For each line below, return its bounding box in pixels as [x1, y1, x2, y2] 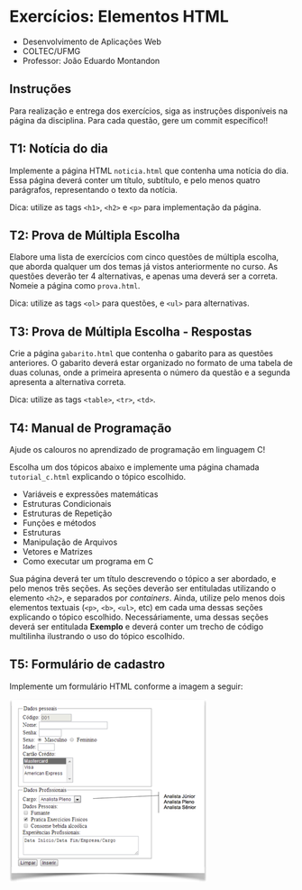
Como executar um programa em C [22, 556, 154, 566]
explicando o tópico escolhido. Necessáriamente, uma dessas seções [9, 611, 269, 622]
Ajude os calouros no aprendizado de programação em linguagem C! [9, 445, 266, 454]
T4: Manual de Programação [9, 420, 172, 436]
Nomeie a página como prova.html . [9, 280, 141, 291]
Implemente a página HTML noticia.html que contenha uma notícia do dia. [9, 165, 289, 176]
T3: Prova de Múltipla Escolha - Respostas [9, 324, 252, 339]
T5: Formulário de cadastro [9, 656, 165, 673]
